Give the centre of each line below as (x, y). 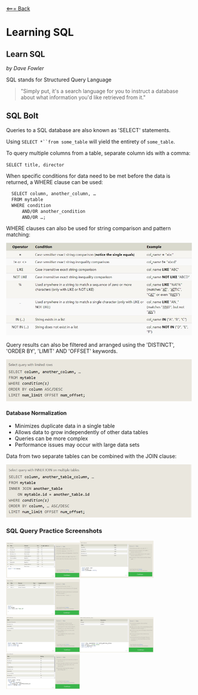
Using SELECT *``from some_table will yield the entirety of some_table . (91, 142)
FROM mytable (27, 199)
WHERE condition (31, 205)
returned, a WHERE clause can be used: (55, 182)
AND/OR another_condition (53, 211)
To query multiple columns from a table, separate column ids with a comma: (98, 153)
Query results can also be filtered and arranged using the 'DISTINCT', (90, 345)
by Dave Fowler (25, 68)
